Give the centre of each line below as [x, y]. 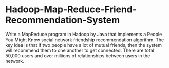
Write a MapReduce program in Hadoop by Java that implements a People [84, 34]
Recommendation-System [63, 20]
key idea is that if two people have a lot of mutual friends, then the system [83, 45]
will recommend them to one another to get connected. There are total [80, 50]
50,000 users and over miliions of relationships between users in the [78, 56]
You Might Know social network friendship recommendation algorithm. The [85, 40]
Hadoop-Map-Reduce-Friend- [71, 9]
